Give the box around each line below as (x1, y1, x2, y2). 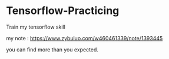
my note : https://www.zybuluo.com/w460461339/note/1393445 (6, 34, 163, 41)
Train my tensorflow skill (6, 23, 66, 30)
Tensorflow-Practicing (6, 4, 120, 18)
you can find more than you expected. (6, 46, 99, 53)
